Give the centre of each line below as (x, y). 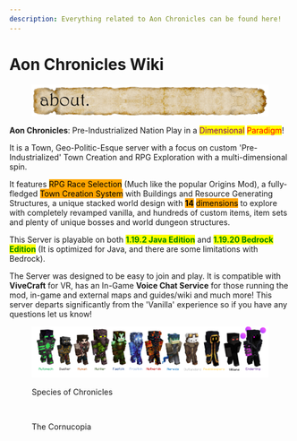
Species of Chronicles (72, 392)
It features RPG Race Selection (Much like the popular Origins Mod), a (138, 185)
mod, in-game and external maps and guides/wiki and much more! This (141, 295)
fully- (278, 185)
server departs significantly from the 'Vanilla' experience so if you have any (148, 305)
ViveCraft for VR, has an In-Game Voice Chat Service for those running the (149, 286)
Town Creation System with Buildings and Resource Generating (157, 194)
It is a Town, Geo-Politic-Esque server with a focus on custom (123, 148)
